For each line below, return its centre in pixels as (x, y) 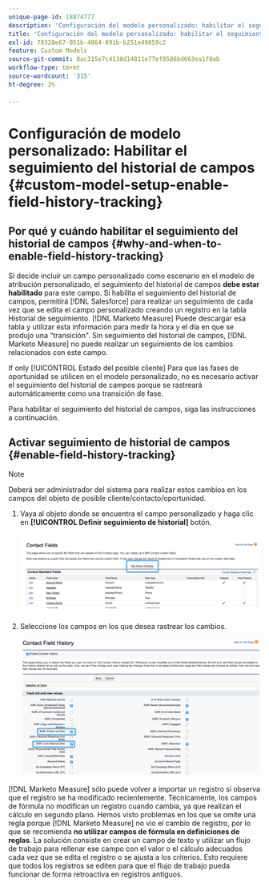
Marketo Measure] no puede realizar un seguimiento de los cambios (121, 344)
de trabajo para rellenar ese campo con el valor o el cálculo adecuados (125, 849)
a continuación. (34, 417)
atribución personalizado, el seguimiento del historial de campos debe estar (134, 284)
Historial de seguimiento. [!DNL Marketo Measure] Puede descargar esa (127, 318)
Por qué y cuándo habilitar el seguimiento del (123, 231)
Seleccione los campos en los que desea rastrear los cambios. (123, 626)
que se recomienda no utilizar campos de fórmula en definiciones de (124, 831)
